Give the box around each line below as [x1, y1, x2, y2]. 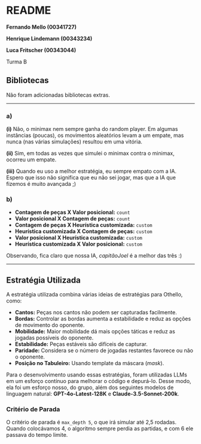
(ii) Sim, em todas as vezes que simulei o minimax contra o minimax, [6, 150, 175, 157]
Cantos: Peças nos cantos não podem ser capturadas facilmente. [14, 309, 178, 316]
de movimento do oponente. [14, 321, 85, 329]
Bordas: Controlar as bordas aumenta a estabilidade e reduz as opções [14, 315, 191, 323]
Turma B [6, 58, 27, 65]
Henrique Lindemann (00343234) [6, 35, 93, 42]
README [6, 4, 51, 17]
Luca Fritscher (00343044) [6, 46, 77, 54]
